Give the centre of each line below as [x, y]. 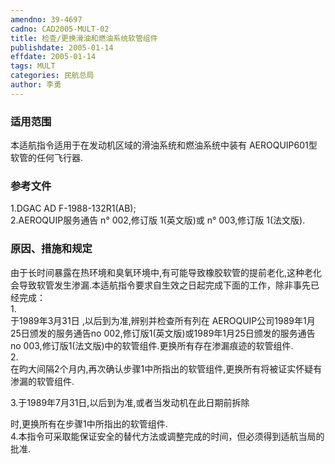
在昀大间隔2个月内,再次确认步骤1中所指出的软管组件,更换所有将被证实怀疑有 [166, 368]
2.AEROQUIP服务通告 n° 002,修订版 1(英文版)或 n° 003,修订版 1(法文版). [158, 220]
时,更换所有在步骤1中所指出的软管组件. [89, 423]
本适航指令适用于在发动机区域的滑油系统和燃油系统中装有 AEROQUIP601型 [164, 145]
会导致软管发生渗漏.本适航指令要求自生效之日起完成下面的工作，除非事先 [161, 285]
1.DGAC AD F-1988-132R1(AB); [73, 208]
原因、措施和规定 [51, 249]
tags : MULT [33, 66]
